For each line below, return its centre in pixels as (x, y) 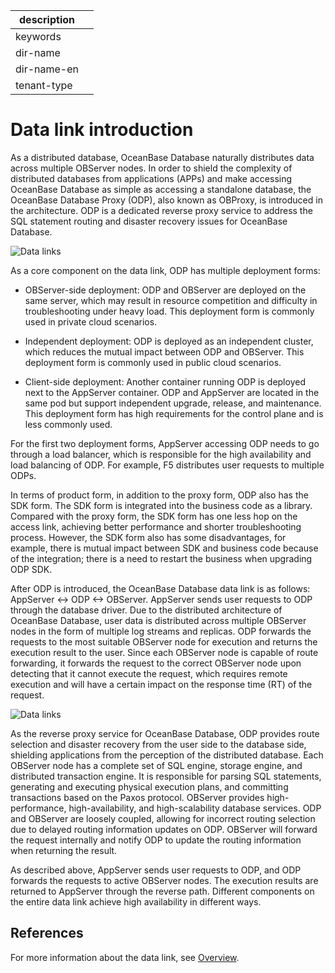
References (47, 933)
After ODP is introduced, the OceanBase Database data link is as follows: (160, 588)
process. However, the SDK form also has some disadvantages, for (148, 537)
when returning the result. (64, 850)
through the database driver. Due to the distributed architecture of (146, 610)
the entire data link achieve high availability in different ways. (136, 901)
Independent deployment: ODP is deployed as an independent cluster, (169, 341)
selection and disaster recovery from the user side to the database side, (158, 744)
